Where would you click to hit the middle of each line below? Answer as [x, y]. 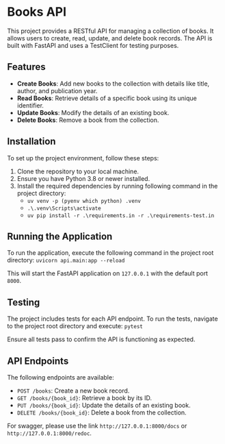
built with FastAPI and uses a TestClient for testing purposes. [93, 45]
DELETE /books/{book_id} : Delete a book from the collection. [102, 412]
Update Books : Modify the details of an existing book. [93, 112]
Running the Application [60, 236]
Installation [31, 141]
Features [26, 67]
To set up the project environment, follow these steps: [83, 158]
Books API [37, 12]
